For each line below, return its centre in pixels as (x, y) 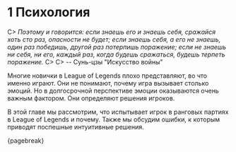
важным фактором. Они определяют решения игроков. (91, 98)
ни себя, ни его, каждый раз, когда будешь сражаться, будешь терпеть (116, 54)
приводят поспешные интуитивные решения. (76, 127)
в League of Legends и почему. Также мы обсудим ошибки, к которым (114, 119)
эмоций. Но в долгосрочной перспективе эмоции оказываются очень (113, 90)
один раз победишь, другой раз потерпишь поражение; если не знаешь (117, 47)
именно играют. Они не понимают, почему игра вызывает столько (108, 83)
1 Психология (49, 12)
